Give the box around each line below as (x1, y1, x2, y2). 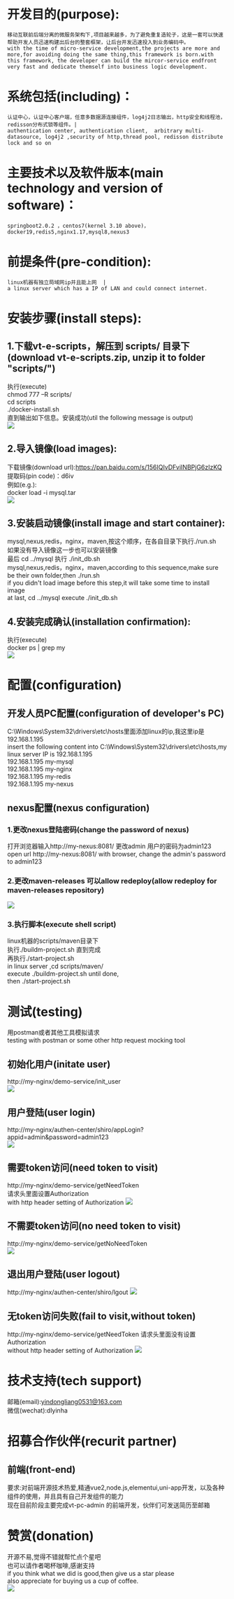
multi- (185, 127, 205, 134)
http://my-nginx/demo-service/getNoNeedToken (7, 1239, 148, 1248)
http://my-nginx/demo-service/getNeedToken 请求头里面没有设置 (7, 1330, 196, 1339)
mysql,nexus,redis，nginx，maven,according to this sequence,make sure (7, 564, 219, 572)
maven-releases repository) (7, 885, 105, 894)
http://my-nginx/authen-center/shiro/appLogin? (7, 1126, 145, 1134)
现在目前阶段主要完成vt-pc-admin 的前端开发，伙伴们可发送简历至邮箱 (7, 1501, 211, 1509)
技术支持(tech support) (7, 1373, 142, 1389)
